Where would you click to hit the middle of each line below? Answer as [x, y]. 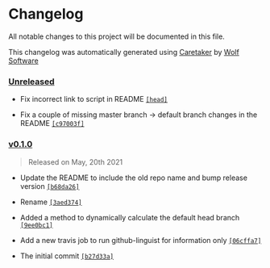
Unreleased [31, 82]
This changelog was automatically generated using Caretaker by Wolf [124, 52]
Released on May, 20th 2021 [75, 161]
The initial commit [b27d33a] [67, 256]
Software [23, 61]
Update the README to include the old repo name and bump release [134, 178]
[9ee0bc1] [37, 225]
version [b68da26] [50, 186]
